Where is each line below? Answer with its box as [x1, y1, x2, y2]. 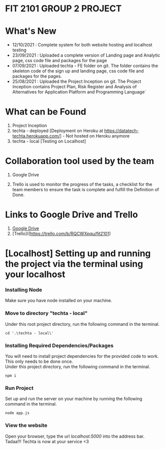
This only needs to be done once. [5, 358, 73, 365]
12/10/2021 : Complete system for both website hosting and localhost [12, 42, 153, 48]
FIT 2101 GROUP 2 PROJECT [5, 3, 122, 14]
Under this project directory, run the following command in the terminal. [5, 364, 150, 370]
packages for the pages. [12, 73, 63, 79]
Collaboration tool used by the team [5, 156, 154, 167]
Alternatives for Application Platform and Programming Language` [12, 89, 146, 95]
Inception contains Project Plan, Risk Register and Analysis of [12, 84, 137, 90]
